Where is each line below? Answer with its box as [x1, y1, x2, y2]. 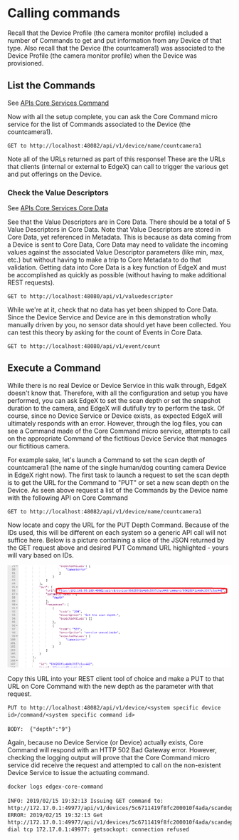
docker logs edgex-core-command [7, 783, 103, 791]
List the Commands [7, 80, 96, 92]
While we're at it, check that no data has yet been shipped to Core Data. [7, 305, 218, 314]
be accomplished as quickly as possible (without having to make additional [7, 271, 227, 280]
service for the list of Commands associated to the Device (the [7, 120, 191, 128]
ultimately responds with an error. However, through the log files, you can [7, 419, 223, 427]
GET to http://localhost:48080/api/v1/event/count [7, 343, 161, 350]
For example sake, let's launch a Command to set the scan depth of [7, 455, 206, 464]
